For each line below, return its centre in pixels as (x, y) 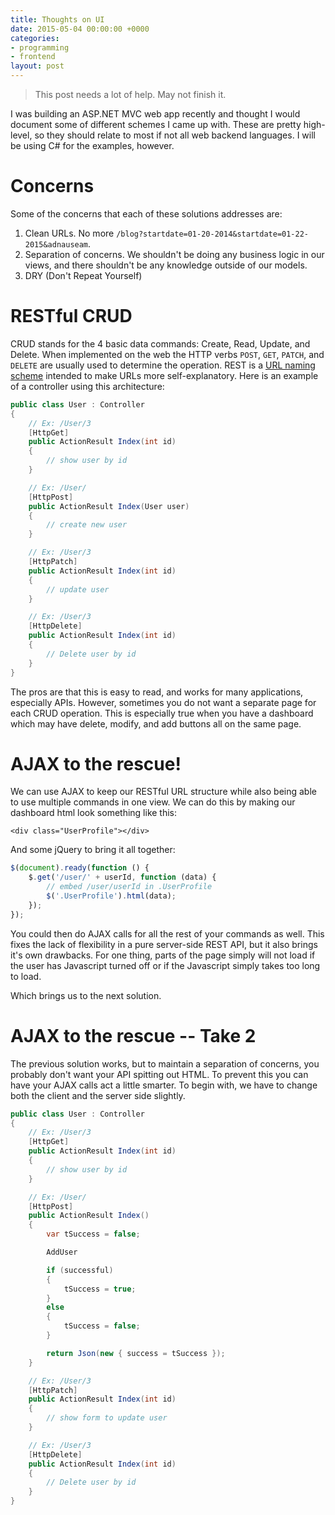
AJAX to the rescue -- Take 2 (133, 1035)
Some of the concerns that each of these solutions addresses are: (146, 213)
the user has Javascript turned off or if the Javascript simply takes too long (165, 965)
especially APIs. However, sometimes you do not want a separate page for (163, 702)
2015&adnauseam (56, 244)
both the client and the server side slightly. (98, 1095)
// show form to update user (107, 1418)
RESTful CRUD (71, 316)
